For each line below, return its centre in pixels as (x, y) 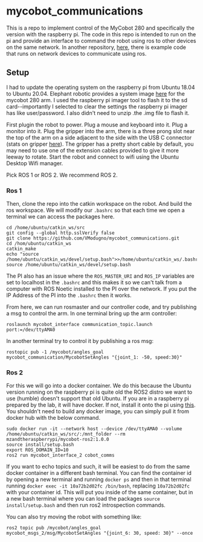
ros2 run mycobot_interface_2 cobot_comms (60, 455)
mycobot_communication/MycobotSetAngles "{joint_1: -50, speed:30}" (94, 358)
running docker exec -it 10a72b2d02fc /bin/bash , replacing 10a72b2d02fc (98, 486)
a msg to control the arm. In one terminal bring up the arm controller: (92, 313)
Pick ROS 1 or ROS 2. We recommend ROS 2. (62, 175)
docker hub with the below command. (53, 418)
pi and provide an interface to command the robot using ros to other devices (101, 41)
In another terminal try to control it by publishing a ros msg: (80, 341)
